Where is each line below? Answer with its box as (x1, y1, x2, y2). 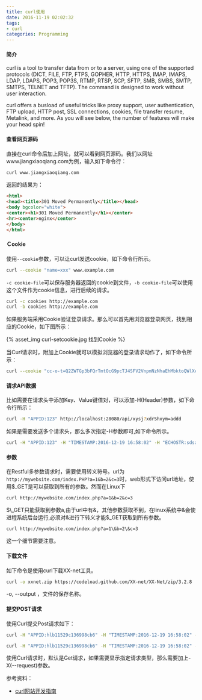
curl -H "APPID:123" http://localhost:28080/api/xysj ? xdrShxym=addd (6, 416, 182, 422)
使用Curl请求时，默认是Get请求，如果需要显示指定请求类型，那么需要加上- (6, 654, 191, 661)
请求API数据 (6, 382, 37, 389)
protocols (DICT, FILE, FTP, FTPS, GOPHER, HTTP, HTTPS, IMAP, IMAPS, (6, 70, 188, 78)
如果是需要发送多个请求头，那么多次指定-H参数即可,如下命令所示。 (6, 428, 173, 435)
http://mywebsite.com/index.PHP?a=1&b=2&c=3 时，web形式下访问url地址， (6, 475, 189, 483)
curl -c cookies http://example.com (6, 298, 98, 304)
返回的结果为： (6, 181, 43, 189)
